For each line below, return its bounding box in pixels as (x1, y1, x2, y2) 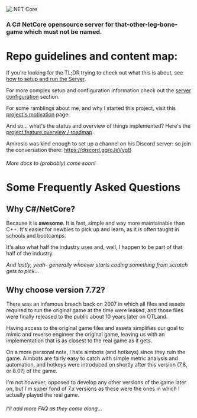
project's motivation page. (6, 111, 70, 118)
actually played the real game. (6, 391, 80, 398)
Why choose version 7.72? (6, 284, 105, 295)
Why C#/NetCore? (6, 204, 76, 214)
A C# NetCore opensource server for (6, 20, 114, 28)
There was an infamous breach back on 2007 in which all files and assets (6, 300, 185, 307)
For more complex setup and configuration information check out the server (6, 86, 191, 94)
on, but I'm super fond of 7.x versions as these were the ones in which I (6, 385, 180, 393)
